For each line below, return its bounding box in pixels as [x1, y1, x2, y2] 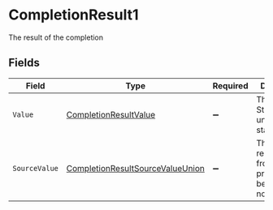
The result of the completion [8, 32, 104, 42]
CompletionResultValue [66, 109, 156, 120]
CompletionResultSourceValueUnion [66, 162, 206, 174]
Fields [8, 56, 41, 70]
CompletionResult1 [8, 6, 139, 24]
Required [212, 79, 249, 91]
